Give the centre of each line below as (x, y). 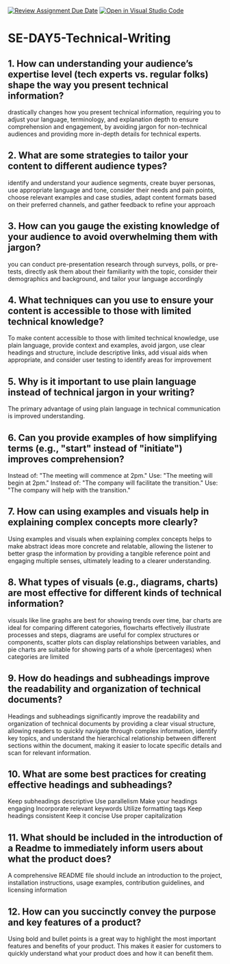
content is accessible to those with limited (100, 311)
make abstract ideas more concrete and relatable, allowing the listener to (111, 546)
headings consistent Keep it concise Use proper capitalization (95, 816)
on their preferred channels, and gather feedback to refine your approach (112, 204)
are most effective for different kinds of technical (115, 593)
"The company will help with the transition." (69, 490)
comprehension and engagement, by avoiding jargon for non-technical (107, 126)
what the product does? (60, 859)
